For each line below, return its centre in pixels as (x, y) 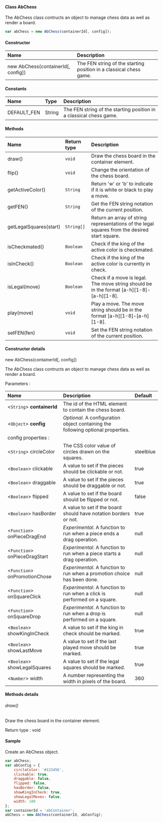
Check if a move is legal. (119, 277)
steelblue (145, 451)
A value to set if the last (90, 641)
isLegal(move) (24, 287)
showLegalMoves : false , (38, 797)
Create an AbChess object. (32, 752)
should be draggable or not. (94, 485)
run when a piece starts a (92, 553)
